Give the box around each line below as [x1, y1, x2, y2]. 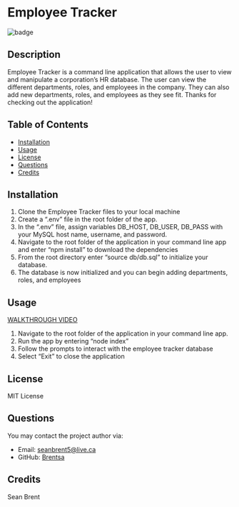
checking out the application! [7, 98, 93, 106]
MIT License [7, 392, 44, 400]
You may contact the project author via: [7, 431, 123, 440]
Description [7, 49, 61, 61]
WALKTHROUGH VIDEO [7, 316, 78, 324]
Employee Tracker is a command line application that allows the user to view [7, 67, 232, 76]
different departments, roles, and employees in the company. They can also [7, 83, 230, 91]
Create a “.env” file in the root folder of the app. [17, 215, 158, 224]
